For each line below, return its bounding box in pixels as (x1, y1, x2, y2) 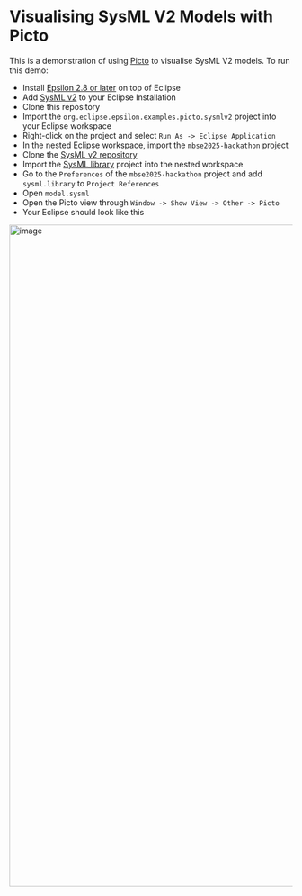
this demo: (9, 65, 49, 76)
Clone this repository (22, 101, 101, 112)
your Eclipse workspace (22, 120, 112, 131)
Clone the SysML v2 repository (22, 149, 138, 159)
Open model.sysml (22, 187, 90, 198)
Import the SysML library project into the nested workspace (22, 158, 244, 169)
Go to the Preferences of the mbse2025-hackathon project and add (22, 168, 263, 179)
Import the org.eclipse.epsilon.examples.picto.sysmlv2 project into (22, 111, 277, 122)
